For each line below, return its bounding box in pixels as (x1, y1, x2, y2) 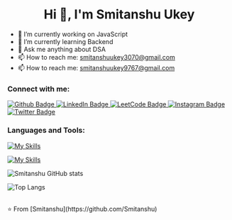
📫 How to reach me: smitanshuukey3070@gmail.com (17, 53, 175, 61)
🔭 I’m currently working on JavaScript (17, 30, 128, 38)
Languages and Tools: (7, 126, 85, 136)
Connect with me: (7, 84, 70, 94)
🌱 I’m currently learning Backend (17, 37, 114, 45)
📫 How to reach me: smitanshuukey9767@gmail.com (17, 63, 175, 72)
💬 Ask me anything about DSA (17, 45, 106, 53)
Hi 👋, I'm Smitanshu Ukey (43, 6, 195, 23)
